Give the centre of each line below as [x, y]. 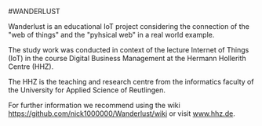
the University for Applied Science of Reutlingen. [87, 90]
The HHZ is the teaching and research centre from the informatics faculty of [131, 82]
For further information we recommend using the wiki [94, 105]
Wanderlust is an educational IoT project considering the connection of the [129, 26]
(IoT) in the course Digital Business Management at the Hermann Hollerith [127, 58]
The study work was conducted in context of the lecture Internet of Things [129, 50]
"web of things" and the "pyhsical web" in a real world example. [111, 35]
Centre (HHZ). [31, 67]
